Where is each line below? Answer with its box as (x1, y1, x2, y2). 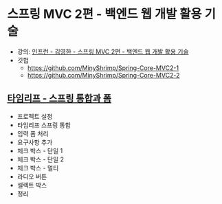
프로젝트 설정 (16, 112, 53, 120)
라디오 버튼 (16, 172, 47, 181)
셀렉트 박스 (16, 181, 47, 189)
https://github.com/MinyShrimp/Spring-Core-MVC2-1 (27, 63, 179, 72)
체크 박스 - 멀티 (16, 163, 59, 172)
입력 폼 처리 (16, 129, 49, 137)
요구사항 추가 (16, 138, 53, 146)
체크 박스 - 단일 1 (16, 146, 63, 155)
